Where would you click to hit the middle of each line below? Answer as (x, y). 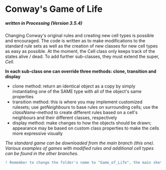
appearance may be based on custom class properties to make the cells (86, 128)
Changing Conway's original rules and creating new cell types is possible (80, 36)
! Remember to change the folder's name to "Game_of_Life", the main (78, 163)
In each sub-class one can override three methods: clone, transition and (81, 71)
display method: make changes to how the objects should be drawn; (82, 123)
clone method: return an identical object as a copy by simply (74, 86)
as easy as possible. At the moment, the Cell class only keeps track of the (80, 51)
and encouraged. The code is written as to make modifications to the (75, 41)
